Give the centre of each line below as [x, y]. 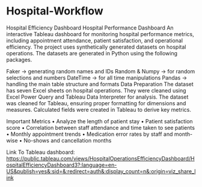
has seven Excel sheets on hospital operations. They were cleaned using [96, 90]
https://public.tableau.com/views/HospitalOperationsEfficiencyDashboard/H [100, 158]
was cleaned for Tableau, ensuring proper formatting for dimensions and [96, 103]
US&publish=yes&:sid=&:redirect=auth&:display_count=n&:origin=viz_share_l [101, 171]
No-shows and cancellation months [68, 140]
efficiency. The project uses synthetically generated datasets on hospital [96, 47]
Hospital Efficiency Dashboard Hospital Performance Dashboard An [90, 28]
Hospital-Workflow [55, 11]
